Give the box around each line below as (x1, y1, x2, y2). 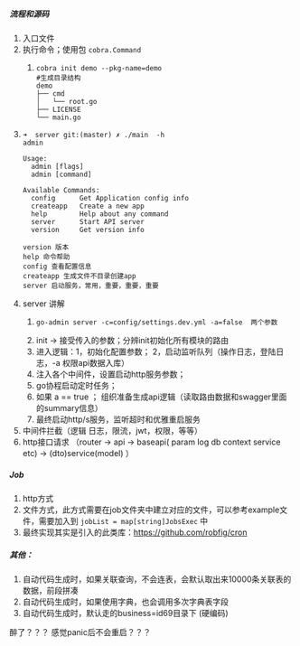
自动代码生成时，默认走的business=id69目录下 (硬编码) (22, 607, 229, 618)
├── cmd (35, 89, 65, 98)
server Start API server (31, 217, 145, 226)
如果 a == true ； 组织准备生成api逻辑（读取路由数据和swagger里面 (35, 391, 287, 402)
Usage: (22, 154, 48, 163)
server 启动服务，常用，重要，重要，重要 (22, 281, 160, 290)
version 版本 (22, 242, 70, 252)
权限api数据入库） (61, 357, 129, 368)
